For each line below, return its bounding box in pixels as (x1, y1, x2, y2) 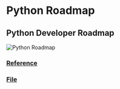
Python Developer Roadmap (6, 28, 115, 38)
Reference (6, 59, 38, 67)
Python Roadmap (6, 4, 95, 18)
